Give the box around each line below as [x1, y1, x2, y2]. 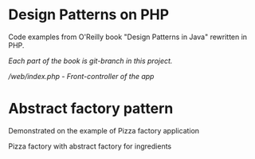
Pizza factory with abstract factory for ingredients [8, 141, 172, 151]
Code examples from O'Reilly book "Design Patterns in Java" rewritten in [8, 32, 248, 42]
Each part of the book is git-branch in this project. [8, 56, 173, 66]
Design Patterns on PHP [8, 6, 170, 24]
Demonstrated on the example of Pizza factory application [8, 125, 200, 135]
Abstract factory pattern [8, 100, 174, 117]
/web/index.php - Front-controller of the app [8, 71, 155, 81]
